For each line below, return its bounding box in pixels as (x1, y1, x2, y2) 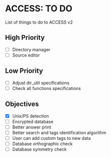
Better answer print (12, 124, 52, 130)
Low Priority (5, 67, 43, 75)
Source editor (12, 52, 40, 58)
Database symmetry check (12, 146, 67, 152)
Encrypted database (12, 119, 54, 125)
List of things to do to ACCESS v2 (5, 19, 73, 25)
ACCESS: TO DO (5, 3, 73, 14)
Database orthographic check (12, 141, 73, 147)
